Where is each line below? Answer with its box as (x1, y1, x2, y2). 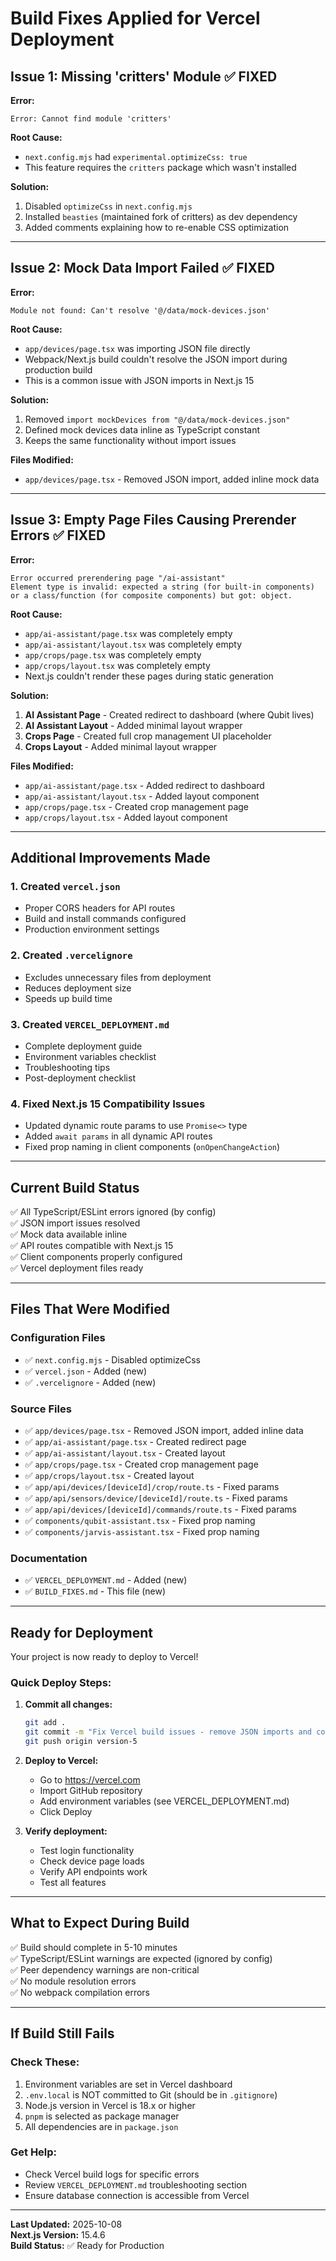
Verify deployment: (24, 1825, 108, 1837)
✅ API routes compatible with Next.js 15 (10, 1240, 174, 1252)
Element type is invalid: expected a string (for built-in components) (10, 582, 315, 592)
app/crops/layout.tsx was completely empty (24, 659, 211, 671)
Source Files (10, 1402, 72, 1416)
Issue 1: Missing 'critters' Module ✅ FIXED (10, 68, 278, 85)
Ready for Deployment (10, 1624, 154, 1641)
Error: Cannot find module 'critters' (10, 114, 172, 124)
